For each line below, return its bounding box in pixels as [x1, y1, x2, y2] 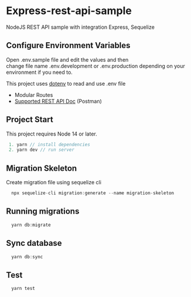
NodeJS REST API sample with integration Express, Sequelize [6, 23, 155, 31]
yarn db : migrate [11, 222, 51, 228]
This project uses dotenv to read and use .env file [6, 80, 126, 87]
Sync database [6, 238, 63, 248]
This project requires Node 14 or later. [6, 130, 98, 137]
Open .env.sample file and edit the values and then [6, 56, 129, 63]
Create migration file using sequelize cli [6, 179, 101, 186]
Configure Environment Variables [6, 41, 131, 50]
